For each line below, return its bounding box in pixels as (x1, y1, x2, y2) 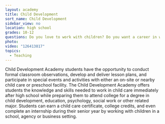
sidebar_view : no (5, 21, 41, 26)
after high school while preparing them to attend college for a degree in (5, 93, 150, 98)
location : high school (5, 26, 52, 31)
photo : (5, 39, 19, 44)
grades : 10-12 (5, 30, 34, 35)
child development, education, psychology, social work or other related (5, 98, 149, 104)
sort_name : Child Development (5, 16, 67, 21)
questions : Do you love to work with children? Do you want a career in (5, 35, 157, 40)
